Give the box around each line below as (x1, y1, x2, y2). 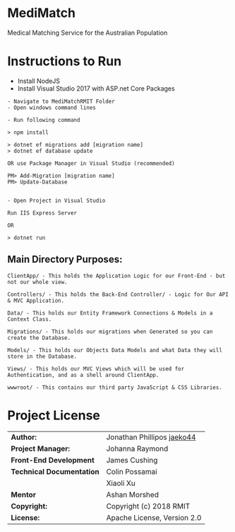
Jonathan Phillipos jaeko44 (106, 432, 196, 442)
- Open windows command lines (7, 104, 97, 111)
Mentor (11, 489, 37, 499)
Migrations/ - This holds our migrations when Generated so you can (7, 328, 213, 335)
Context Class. (7, 315, 52, 323)
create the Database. (7, 334, 71, 341)
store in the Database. (7, 353, 78, 360)
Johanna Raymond (106, 443, 169, 453)
